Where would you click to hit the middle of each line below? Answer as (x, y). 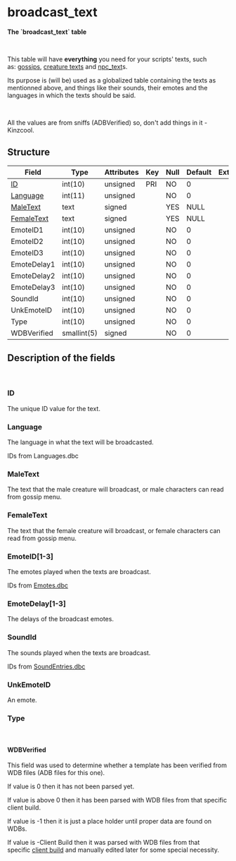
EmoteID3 (27, 252)
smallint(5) (80, 333)
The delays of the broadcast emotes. (61, 619)
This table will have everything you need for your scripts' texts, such (107, 59)
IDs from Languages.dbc (43, 456)
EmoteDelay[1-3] (37, 604)
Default (199, 172)
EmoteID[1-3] (31, 556)
